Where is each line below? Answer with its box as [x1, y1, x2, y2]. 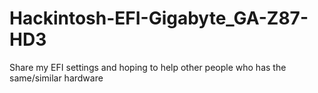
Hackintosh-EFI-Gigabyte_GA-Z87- [9, 7, 309, 30]
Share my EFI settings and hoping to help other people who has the [9, 61, 287, 73]
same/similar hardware [9, 72, 104, 84]
